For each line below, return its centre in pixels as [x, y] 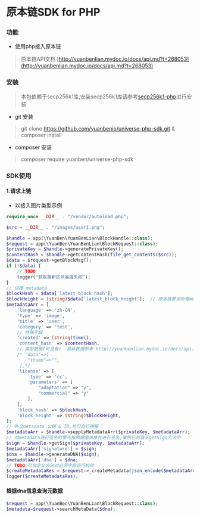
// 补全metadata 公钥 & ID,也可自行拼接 [52, 427]
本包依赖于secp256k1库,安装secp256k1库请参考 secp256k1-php [99, 97]
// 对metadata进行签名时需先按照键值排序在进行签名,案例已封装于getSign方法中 [93, 438]
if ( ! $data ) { [24, 266]
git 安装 [24, 116]
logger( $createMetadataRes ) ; [42, 477]
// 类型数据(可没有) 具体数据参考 [55, 349]
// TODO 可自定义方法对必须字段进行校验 [50, 466]
